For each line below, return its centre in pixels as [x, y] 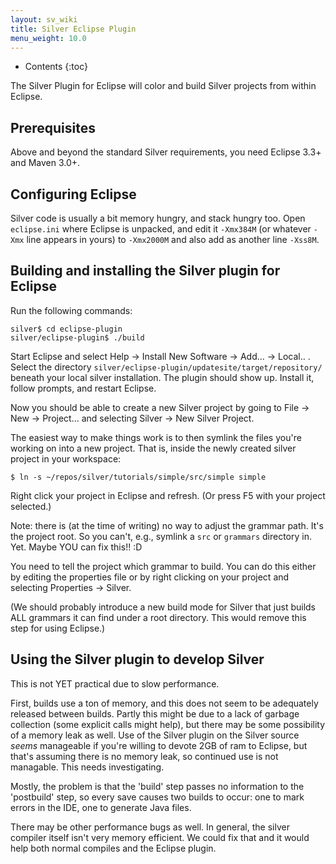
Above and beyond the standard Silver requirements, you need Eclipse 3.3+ [166, 152]
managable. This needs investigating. [87, 767]
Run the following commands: [71, 310]
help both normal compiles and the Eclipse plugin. [113, 848]
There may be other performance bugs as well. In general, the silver [150, 827]
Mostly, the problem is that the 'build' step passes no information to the [157, 786]
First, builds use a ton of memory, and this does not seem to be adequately [164, 703]
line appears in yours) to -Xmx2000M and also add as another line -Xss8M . [173, 239]
